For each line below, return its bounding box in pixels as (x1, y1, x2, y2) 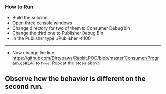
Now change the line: (12, 50, 56, 56)
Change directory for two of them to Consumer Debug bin (12, 25, 130, 31)
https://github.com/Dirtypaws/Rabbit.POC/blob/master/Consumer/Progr (12, 55, 159, 61)
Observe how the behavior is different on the (5, 74, 146, 83)
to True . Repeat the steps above (35, 60, 100, 66)
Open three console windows (12, 20, 73, 26)
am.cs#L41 (12, 60, 35, 66)
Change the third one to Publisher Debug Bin (12, 31, 104, 36)
